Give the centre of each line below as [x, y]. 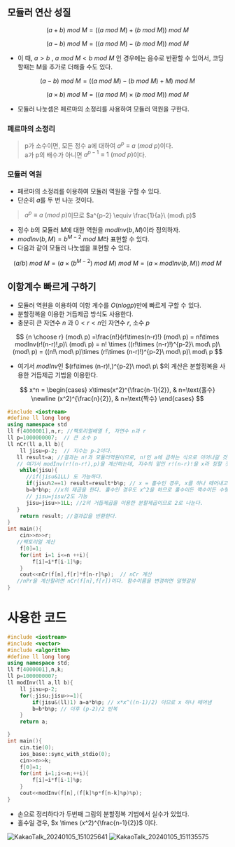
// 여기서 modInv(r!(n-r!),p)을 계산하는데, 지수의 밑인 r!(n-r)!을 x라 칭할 [119, 464]
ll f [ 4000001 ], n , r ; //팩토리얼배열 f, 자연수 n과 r [77, 431]
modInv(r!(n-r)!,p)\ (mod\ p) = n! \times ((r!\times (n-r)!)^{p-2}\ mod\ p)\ [117, 344]
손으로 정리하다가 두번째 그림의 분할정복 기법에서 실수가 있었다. [104, 814]
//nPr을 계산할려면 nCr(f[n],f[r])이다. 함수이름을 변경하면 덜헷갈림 [106, 581]
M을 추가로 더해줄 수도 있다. [74, 67]
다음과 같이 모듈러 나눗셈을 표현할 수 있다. [74, 248]
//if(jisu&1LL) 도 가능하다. [64, 477]
